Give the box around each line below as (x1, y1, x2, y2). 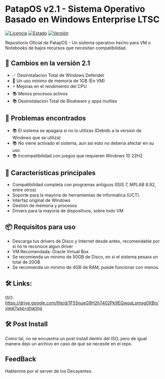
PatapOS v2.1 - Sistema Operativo (5, 3, 145, 15)
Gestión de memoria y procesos (12, 203, 77, 208)
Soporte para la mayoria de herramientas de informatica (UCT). (12, 192, 141, 198)
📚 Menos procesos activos (12, 90, 68, 96)
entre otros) (12, 187, 36, 193)
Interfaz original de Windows (12, 198, 71, 204)
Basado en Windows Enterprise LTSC (5, 14, 160, 25)
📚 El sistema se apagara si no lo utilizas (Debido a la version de (12, 127, 141, 133)
